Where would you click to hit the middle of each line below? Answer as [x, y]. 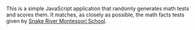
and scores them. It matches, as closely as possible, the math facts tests [95, 15]
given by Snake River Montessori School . [57, 21]
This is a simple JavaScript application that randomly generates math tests [98, 9]
